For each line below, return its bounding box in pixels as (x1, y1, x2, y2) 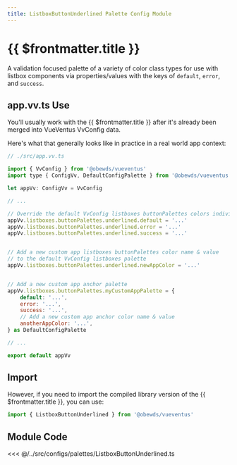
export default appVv (7, 352, 71, 359)
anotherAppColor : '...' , (20, 320, 93, 328)
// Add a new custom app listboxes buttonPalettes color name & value (7, 249, 219, 256)
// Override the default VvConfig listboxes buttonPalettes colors (7, 210, 210, 217)
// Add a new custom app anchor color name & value (20, 314, 175, 321)
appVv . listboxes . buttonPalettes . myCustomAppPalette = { (7, 287, 175, 294)
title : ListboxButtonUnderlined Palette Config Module (7, 10, 172, 18)
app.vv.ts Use (7, 99, 70, 111)
